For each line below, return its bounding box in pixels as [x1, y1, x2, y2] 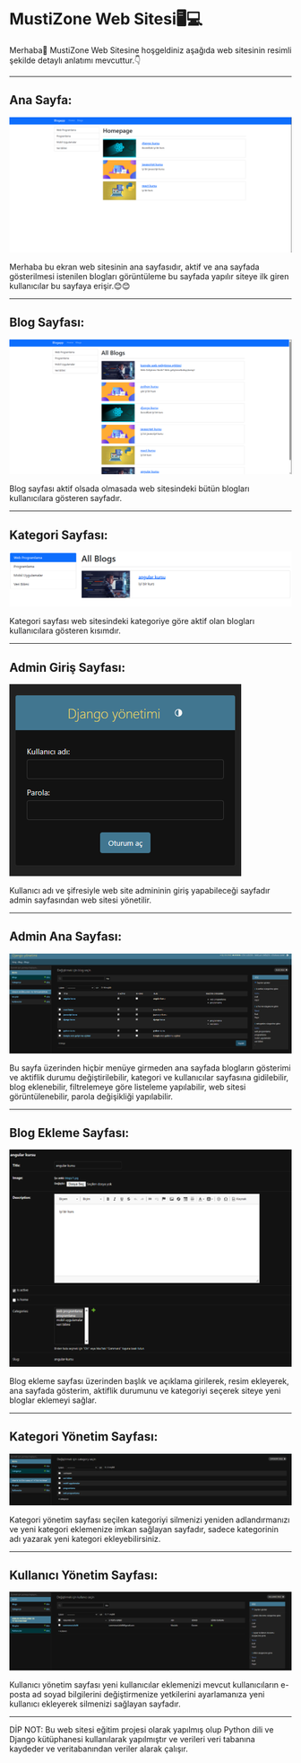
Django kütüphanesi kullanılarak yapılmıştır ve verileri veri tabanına [9, 1733, 255, 1744]
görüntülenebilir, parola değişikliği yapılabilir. [9, 1090, 173, 1102]
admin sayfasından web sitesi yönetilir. [9, 895, 152, 905]
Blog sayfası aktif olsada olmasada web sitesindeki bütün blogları [9, 483, 250, 494]
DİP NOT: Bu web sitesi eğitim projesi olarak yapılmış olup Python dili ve [9, 1723, 274, 1735]
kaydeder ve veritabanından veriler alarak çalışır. [9, 1743, 188, 1754]
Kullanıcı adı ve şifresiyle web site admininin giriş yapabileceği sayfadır [9, 885, 271, 895]
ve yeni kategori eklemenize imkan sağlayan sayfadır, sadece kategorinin [9, 1523, 279, 1534]
